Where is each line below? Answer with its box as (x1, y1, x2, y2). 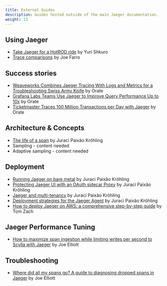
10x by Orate (12, 99, 39, 104)
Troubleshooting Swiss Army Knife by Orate (12, 88, 104, 93)
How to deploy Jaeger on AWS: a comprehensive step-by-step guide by (12, 203, 162, 209)
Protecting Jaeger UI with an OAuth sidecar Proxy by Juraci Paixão (12, 181, 151, 187)
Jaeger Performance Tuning (5, 223, 96, 231)
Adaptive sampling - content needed (12, 148, 89, 154)
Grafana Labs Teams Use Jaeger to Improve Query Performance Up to (12, 93, 159, 99)
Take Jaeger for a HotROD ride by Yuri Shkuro (12, 49, 108, 55)
